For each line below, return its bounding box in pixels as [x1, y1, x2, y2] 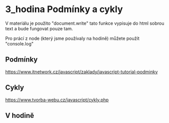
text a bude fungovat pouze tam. [5, 25, 73, 31]
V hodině [5, 111, 34, 119]
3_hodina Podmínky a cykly [5, 4, 123, 15]
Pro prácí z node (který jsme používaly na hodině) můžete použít [5, 35, 140, 41]
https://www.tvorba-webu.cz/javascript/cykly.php [5, 97, 109, 103]
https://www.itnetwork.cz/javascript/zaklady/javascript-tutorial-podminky [5, 69, 158, 75]
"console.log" [5, 40, 34, 46]
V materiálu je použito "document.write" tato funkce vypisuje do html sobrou [5, 20, 164, 26]
